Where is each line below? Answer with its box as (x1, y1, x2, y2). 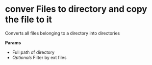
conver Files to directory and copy (5, 3, 148, 15)
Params (5, 39, 21, 45)
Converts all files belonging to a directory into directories (5, 30, 120, 36)
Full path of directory (12, 49, 55, 55)
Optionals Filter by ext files (12, 54, 67, 60)
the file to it (5, 14, 52, 25)
